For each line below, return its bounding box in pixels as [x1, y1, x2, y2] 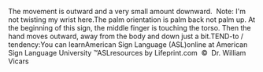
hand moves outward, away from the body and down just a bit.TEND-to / [8, 31, 244, 41]
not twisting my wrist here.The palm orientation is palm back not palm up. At [8, 15, 256, 24]
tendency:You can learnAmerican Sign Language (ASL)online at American [8, 40, 248, 49]
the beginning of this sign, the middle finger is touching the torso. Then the [8, 23, 251, 32]
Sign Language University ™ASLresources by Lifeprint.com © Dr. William [8, 49, 246, 57]
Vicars [8, 56, 29, 66]
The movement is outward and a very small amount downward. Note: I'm [8, 7, 246, 16]
